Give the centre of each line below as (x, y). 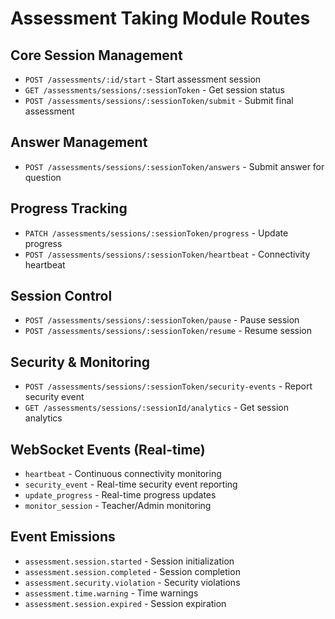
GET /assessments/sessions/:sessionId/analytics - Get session (156, 408)
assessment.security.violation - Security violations (132, 582)
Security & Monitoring (80, 362)
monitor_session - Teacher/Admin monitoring (118, 506)
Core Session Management (96, 55)
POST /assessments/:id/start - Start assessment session (143, 79)
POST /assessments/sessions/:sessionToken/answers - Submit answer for (174, 166)
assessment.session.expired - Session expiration (125, 603)
